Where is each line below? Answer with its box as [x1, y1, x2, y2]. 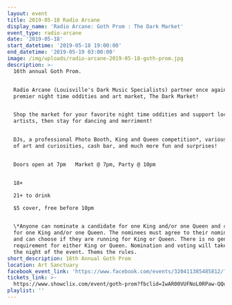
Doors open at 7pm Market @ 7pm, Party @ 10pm [13, 161, 156, 168]
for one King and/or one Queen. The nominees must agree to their [13, 229, 209, 237]
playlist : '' [7, 287, 45, 294]
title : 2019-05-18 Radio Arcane [7, 17, 100, 23]
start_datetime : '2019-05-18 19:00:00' [7, 42, 122, 49]
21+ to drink [13, 192, 51, 199]
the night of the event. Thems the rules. [13, 248, 137, 255]
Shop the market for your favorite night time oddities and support [13, 111, 215, 118]
